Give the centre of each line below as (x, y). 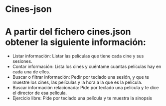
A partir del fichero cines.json (68, 32)
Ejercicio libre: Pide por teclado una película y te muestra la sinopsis (82, 98)
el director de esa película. (40, 93)
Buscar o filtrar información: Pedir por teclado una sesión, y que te (81, 77)
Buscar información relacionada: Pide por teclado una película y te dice (85, 88)
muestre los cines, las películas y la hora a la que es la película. (77, 82)
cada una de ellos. (31, 72)
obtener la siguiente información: (76, 42)
